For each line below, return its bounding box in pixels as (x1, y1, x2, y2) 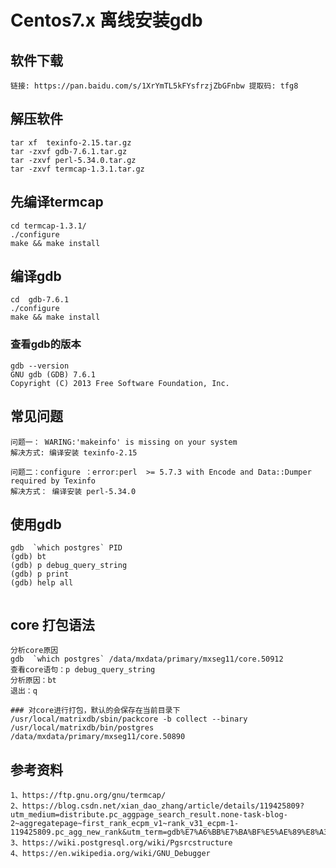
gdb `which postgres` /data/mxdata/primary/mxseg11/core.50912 (10, 654, 284, 665)
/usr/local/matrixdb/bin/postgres (10, 723, 155, 733)
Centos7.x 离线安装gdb (10, 9, 203, 32)
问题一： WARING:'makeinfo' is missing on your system (10, 437, 238, 447)
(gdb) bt (10, 552, 47, 562)
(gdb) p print (10, 569, 70, 580)
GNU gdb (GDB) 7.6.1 (10, 369, 97, 380)
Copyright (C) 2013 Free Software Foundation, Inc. (10, 378, 230, 388)
